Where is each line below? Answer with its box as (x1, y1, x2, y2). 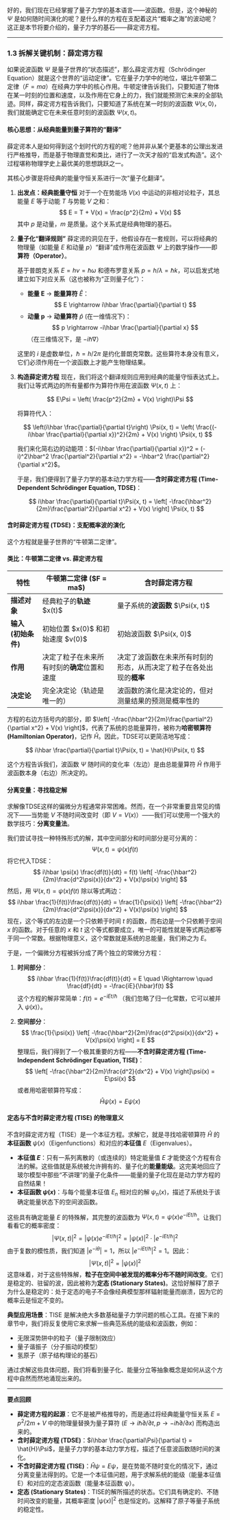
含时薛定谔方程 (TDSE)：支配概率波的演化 (7, 521, 125, 529)
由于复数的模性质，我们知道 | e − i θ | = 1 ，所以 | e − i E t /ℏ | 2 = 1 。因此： (7, 1246, 191, 1255)
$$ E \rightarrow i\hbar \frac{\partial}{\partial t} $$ (53, 300, 196, 309)
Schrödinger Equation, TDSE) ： (51, 483, 142, 491)
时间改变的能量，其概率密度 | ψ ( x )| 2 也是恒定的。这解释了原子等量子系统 (16, 1495, 220, 1505)
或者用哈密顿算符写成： (16, 1086, 84, 1094)
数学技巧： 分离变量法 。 (7, 820, 73, 828)
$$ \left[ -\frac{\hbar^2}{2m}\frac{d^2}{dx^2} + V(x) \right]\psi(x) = (25, 1067, 216, 1075)
